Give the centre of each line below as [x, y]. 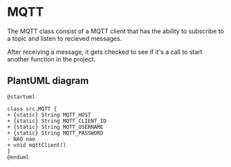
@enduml [18, 157]
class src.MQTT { [32, 109]
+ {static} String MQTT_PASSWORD [55, 133]
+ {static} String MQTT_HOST [49, 115]
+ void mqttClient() [37, 145]
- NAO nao [21, 139]
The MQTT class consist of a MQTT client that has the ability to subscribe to [116, 31]
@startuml [21, 97]
